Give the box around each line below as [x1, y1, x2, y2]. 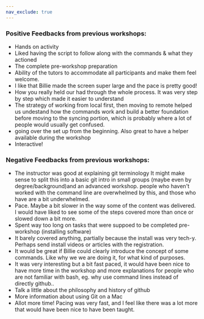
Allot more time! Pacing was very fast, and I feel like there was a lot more [14, 299, 198, 307]
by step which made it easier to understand [14, 95, 124, 102]
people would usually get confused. [14, 120, 105, 128]
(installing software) [41, 228, 92, 235]
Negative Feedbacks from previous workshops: [5, 155, 150, 164]
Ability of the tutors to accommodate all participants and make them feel [14, 68, 197, 76]
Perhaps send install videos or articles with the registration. [14, 241, 164, 248]
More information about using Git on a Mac [14, 293, 123, 300]
